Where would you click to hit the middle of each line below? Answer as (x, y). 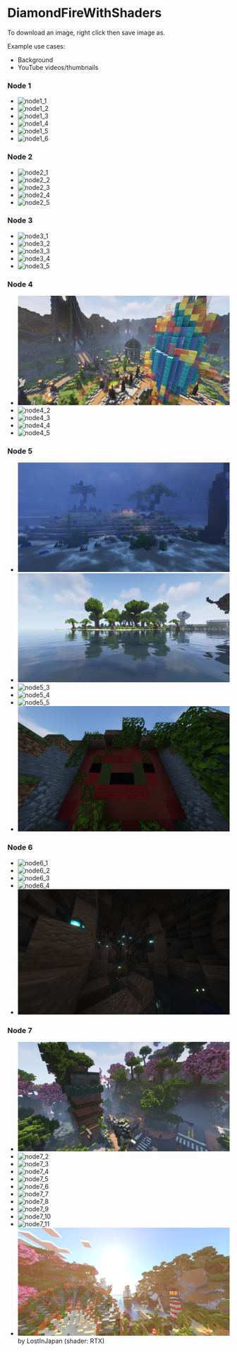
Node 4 (20, 284)
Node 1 (19, 85)
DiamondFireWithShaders (85, 13)
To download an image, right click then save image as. (86, 32)
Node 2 (20, 157)
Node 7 (20, 1030)
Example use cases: (36, 46)
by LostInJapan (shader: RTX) (61, 1341)
